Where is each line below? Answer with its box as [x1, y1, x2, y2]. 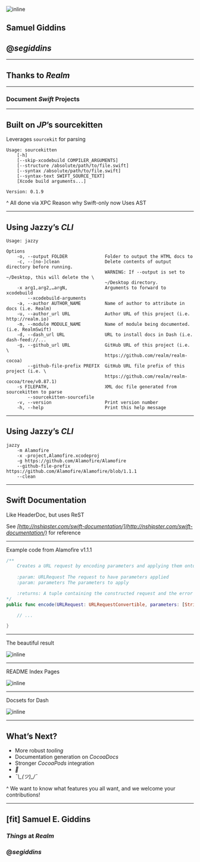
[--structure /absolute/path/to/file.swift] [17, 163, 129, 169]
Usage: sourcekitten [6, 147, 58, 153]
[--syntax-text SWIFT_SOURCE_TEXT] [17, 173, 105, 179]
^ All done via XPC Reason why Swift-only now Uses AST [6, 200, 147, 207]
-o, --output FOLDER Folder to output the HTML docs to [17, 253, 193, 259]
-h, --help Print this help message [17, 404, 167, 410]
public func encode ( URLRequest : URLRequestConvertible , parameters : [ [6, 602, 185, 608]
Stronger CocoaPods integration [14, 760, 95, 767]
